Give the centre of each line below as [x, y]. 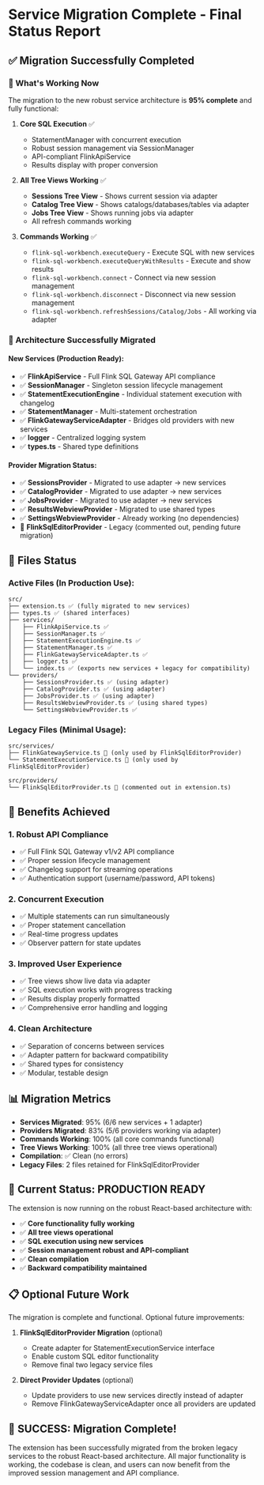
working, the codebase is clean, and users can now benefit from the [119, 1464]
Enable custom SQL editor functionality [95, 1356]
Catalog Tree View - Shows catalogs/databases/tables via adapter [140, 204]
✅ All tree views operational [66, 1232]
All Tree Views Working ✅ [63, 180]
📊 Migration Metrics [60, 1099]
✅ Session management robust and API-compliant [104, 1250]
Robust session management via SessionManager [113, 148]
